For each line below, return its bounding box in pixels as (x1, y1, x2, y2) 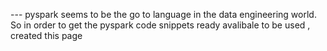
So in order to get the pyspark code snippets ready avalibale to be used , (10, 19, 311, 31)
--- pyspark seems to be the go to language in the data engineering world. (10, 9, 317, 20)
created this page (10, 30, 83, 41)
